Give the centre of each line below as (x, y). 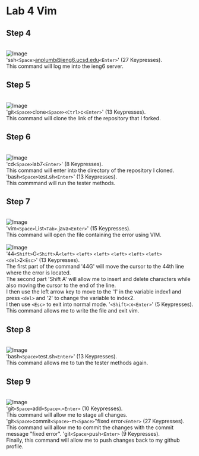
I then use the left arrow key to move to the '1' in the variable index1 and (94, 292)
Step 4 (19, 33)
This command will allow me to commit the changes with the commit (90, 427)
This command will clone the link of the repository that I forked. (84, 118)
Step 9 (18, 381)
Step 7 (18, 202)
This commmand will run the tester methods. (61, 183)
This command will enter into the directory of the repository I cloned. (90, 170)
